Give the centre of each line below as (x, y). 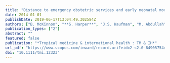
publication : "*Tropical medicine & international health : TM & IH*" (81, 43)
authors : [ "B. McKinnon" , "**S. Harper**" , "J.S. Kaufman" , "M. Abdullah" (86, 24)
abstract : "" (19, 34)
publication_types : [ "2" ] (32, 29)
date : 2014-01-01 (24, 15)
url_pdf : (14, 48)
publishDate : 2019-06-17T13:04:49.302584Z (51, 19)
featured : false (22, 39)
